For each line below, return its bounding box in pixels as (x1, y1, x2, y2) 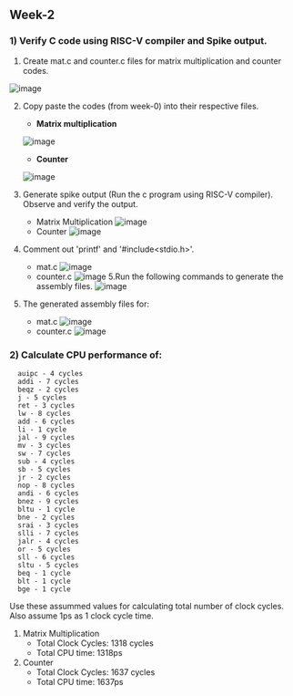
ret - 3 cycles (17, 400, 76, 410)
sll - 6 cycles (17, 552, 76, 562)
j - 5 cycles (17, 392, 67, 402)
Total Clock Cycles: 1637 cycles (35, 666, 156, 678)
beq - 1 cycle (17, 568, 71, 577)
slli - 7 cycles (17, 528, 79, 537)
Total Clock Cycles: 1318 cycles (35, 638, 155, 649)
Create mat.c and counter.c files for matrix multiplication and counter (22, 55, 282, 67)
